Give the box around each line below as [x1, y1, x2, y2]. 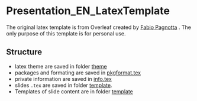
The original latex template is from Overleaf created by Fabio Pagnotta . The [6, 24, 191, 31]
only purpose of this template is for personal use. [6, 30, 126, 37]
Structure [6, 47, 43, 57]
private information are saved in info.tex [14, 75, 112, 82]
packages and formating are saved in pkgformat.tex [14, 69, 141, 76]
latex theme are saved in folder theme [14, 63, 108, 70]
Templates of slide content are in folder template [14, 87, 133, 95]
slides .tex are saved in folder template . [14, 82, 112, 89]
